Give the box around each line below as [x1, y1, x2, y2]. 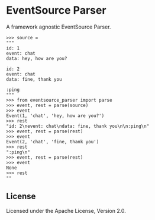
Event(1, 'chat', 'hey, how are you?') [6, 112, 105, 119]
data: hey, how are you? [6, 55, 67, 61]
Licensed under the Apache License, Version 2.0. [6, 207, 126, 214]
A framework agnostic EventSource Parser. [6, 23, 111, 30]
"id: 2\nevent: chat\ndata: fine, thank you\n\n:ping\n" [6, 123, 150, 129]
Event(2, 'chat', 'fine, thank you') [6, 139, 99, 144]
